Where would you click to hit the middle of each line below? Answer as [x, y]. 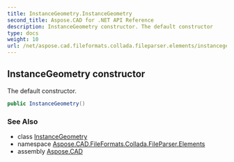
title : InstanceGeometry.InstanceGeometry [70, 14]
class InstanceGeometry [52, 136]
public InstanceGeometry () [46, 104]
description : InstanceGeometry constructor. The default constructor [110, 26]
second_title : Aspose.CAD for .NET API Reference [81, 20]
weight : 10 [23, 40]
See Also [23, 121]
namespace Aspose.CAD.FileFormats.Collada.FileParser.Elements [111, 144]
